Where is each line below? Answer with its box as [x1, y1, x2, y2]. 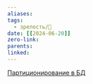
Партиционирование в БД [7, 68, 86, 77]
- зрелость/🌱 [13, 23, 52, 30]
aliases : [7, 10, 33, 17]
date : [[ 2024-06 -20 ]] [7, 29, 71, 37]
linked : [7, 50, 30, 57]
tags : [7, 17, 23, 24]
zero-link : [7, 36, 39, 43]
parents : [7, 43, 33, 50]
